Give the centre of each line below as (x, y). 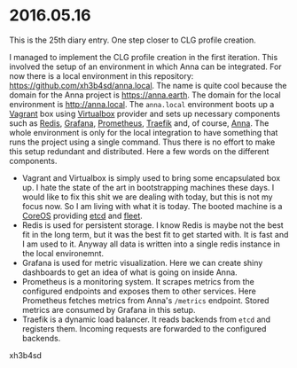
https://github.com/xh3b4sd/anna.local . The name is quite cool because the (148, 85)
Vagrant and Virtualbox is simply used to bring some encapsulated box (151, 177)
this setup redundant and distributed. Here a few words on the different (139, 151)
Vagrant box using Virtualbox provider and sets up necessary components (145, 114)
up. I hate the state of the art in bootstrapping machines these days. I (148, 187)
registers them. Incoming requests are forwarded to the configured (144, 328)
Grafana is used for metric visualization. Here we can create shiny (142, 262)
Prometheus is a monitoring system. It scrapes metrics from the (138, 281)
